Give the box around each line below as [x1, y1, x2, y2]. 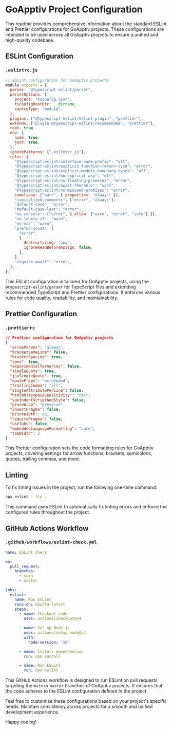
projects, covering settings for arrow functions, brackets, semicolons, [5, 450, 152, 457]
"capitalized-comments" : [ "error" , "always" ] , [14, 197, 116, 203]
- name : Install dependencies [18, 649, 84, 654]
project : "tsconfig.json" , [14, 97, 72, 102]
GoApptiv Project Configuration [5, 4, 143, 15]
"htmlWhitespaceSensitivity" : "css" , [10, 392, 91, 398]
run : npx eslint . [24, 668, 63, 673]
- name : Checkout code [18, 611, 68, 616]
